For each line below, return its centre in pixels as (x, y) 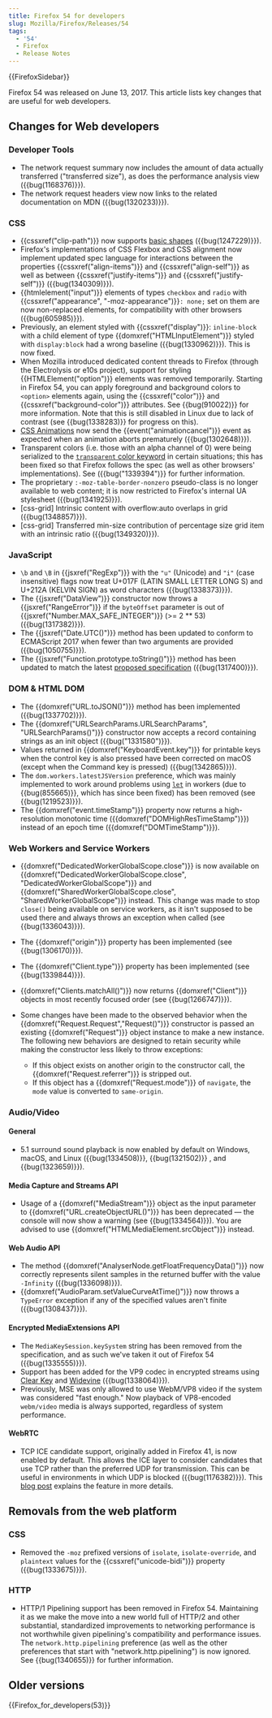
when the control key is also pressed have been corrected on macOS (136, 758)
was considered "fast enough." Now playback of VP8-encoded (125, 1397)
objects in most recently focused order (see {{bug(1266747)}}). (126, 999)
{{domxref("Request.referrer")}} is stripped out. (112, 1073)
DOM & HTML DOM (47, 688)
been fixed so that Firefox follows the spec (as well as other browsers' (138, 464)
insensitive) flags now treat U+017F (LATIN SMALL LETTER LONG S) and (141, 581)
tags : (17, 31)
